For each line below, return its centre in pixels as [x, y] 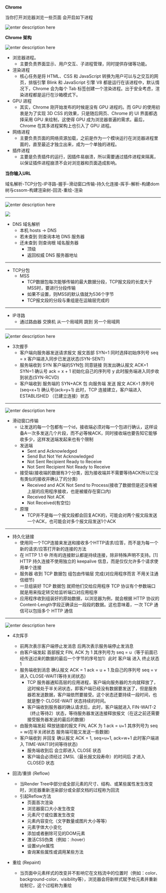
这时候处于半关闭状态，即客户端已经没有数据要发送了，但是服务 [92, 688]
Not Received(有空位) [49, 503]
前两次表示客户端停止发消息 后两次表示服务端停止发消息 [77, 646]
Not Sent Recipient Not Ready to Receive [68, 467]
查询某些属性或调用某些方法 [55, 852]
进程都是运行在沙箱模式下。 [52, 95]
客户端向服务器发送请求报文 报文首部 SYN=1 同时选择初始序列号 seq [89, 353]
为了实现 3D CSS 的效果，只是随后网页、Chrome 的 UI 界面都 [91, 113]
